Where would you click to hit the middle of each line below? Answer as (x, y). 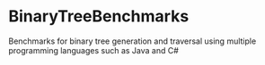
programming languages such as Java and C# (93, 50)
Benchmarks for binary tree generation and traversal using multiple (132, 41)
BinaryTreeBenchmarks (99, 16)
